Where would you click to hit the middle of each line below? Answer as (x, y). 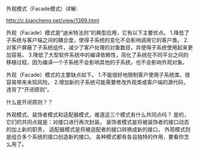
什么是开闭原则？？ (30, 102)
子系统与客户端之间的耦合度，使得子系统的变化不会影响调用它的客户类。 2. (97, 40)
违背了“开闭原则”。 (29, 89)
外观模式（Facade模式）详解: (42, 9)
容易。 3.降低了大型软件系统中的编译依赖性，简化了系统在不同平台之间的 (100, 55)
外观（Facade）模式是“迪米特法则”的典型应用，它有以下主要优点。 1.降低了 (98, 32)
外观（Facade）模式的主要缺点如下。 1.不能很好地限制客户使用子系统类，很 (98, 75)
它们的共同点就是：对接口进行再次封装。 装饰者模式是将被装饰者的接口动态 (98, 122)
